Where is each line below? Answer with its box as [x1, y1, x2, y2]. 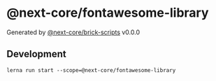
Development [6, 48, 67, 60]
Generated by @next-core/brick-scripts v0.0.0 [6, 28, 141, 36]
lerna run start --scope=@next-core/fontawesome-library [6, 66, 176, 74]
